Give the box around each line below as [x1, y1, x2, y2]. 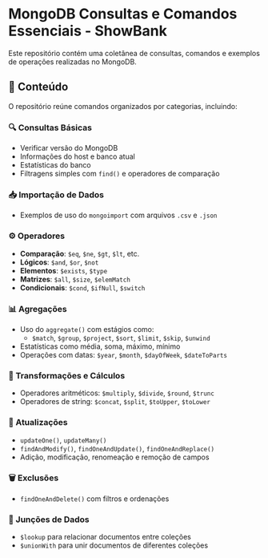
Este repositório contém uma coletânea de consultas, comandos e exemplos [8, 48, 260, 58]
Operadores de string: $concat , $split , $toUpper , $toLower [19, 397, 210, 406]
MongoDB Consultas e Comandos [8, 5, 238, 23]
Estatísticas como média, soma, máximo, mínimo [19, 342, 181, 351]
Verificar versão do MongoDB [19, 144, 118, 153]
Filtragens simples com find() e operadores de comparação [19, 169, 220, 179]
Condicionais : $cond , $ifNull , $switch [19, 282, 146, 293]
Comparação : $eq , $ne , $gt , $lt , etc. [19, 249, 140, 258]
